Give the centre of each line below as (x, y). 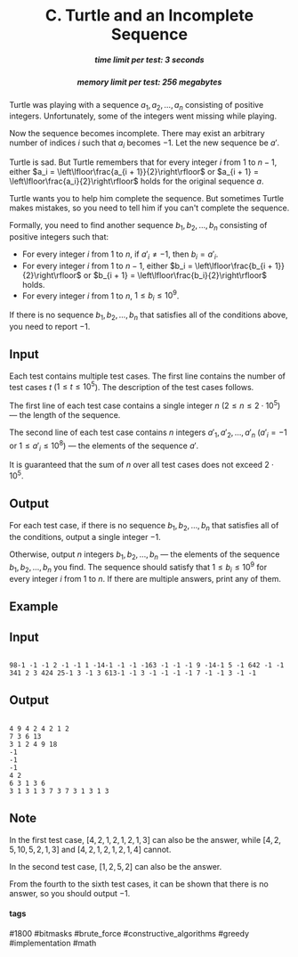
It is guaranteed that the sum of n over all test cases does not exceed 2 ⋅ (141, 465)
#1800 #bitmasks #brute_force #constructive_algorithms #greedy (129, 933)
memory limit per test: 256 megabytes (149, 82)
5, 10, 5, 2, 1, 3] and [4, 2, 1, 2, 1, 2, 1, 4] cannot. (90, 849)
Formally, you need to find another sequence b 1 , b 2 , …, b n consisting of (138, 226)
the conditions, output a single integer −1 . (85, 536)
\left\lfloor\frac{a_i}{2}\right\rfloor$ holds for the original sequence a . (137, 181)
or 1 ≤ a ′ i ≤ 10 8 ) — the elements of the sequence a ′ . (104, 446)
